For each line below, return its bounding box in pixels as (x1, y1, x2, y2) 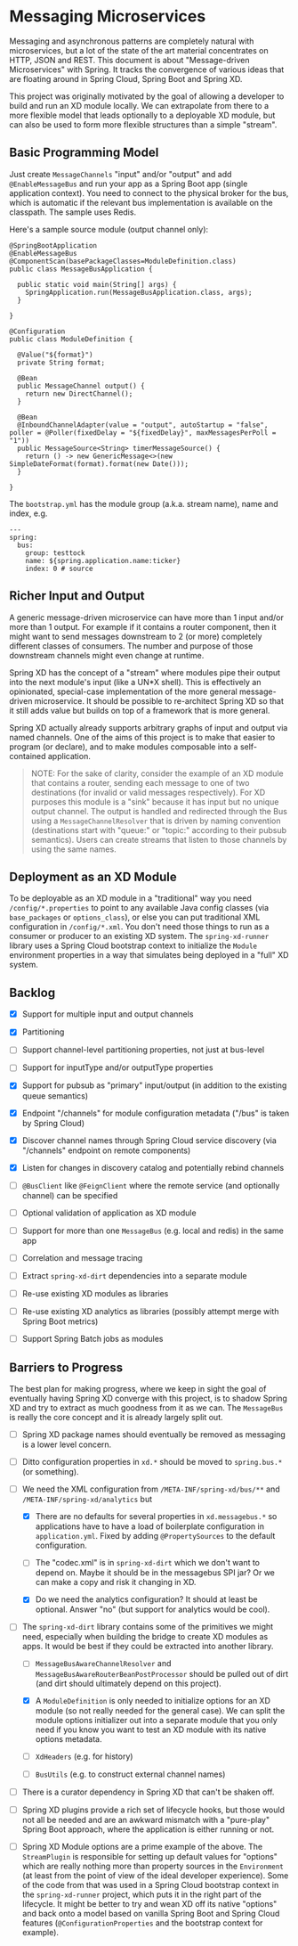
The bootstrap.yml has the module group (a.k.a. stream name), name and (9, 498, 278, 509)
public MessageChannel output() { (17, 381, 145, 390)
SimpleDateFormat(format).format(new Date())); (9, 459, 189, 469)
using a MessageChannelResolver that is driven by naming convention (30, 815, 281, 826)
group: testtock (25, 548, 86, 558)
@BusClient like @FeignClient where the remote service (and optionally (21, 1180, 280, 1190)
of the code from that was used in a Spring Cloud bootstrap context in (21, 1879, 279, 1890)
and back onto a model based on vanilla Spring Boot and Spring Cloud (21, 1908, 280, 1918)
